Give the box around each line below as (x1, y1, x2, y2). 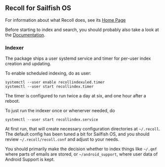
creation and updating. (5, 61, 51, 67)
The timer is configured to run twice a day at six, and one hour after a (5, 93, 147, 99)
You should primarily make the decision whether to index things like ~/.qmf (5, 146, 157, 152)
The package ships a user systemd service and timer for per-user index (5, 55, 151, 61)
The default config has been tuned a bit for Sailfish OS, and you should (5, 131, 150, 137)
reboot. (5, 98, 20, 104)
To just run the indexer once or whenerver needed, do (5, 108, 115, 114)
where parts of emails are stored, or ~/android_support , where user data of (5, 151, 158, 157)
